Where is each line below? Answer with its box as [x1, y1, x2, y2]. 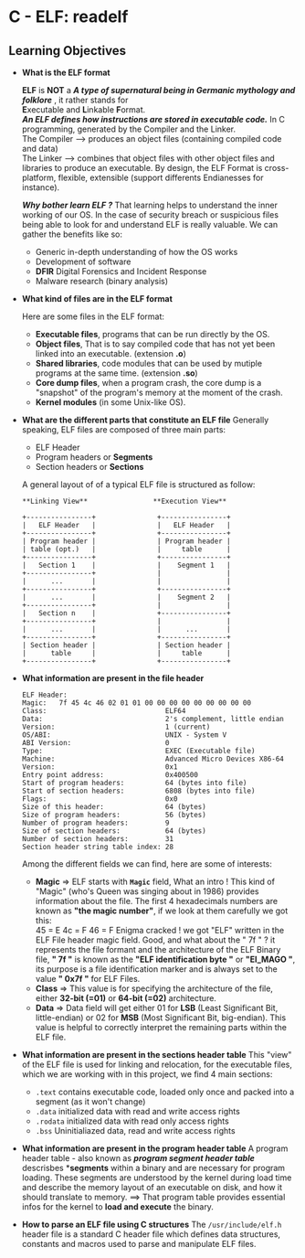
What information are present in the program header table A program [21, 1143, 289, 1154]
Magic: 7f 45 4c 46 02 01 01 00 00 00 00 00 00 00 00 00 [21, 698, 252, 708]
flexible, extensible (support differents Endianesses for [58, 172, 264, 183]
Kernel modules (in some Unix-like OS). [35, 397, 186, 408]
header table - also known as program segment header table [21, 1153, 255, 1163]
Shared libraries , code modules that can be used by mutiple [35, 358, 262, 368]
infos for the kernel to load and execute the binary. [21, 1201, 214, 1212]
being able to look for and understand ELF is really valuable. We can [21, 219, 279, 229]
